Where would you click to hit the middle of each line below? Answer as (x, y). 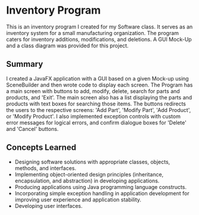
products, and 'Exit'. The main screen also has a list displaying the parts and (99, 97)
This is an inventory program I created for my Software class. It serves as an (99, 27)
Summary (25, 64)
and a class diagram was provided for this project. (67, 46)
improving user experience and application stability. (78, 200)
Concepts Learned (41, 148)
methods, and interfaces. (45, 168)
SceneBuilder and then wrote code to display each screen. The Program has (99, 85)
